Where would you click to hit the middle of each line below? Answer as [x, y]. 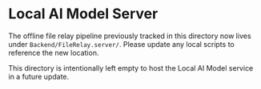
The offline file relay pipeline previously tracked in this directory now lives [130, 36]
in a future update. [39, 76]
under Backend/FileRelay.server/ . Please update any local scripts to [121, 44]
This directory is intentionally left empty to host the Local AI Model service [131, 68]
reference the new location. [54, 52]
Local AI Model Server [83, 14]
